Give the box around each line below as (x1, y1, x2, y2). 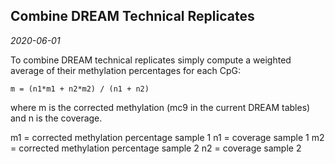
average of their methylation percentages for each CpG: (10, 64, 242, 76)
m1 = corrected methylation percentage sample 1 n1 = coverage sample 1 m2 (10, 131, 325, 143)
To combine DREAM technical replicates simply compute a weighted (10, 54, 292, 66)
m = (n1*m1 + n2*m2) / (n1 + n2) (10, 84, 150, 94)
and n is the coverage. (10, 112, 103, 124)
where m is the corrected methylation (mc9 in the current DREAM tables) (10, 101, 311, 113)
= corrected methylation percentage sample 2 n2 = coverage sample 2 (10, 142, 302, 154)
